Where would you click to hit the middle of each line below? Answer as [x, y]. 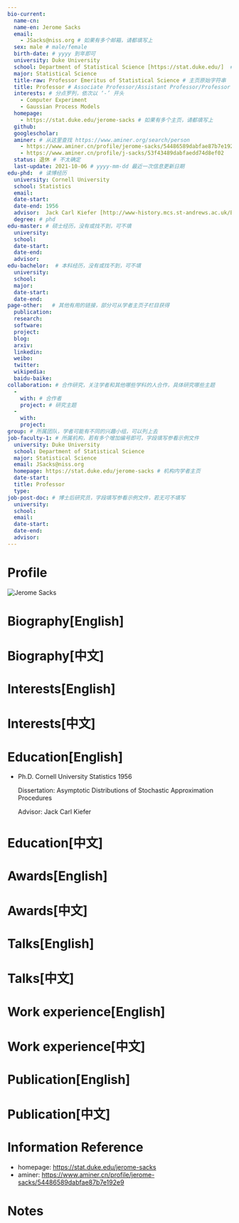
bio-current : [27, 14]
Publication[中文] [59, 1114]
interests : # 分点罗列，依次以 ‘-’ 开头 [69, 93]
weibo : [23, 358]
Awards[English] [58, 876]
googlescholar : [36, 133]
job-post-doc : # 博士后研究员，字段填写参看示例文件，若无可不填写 [96, 497]
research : [28, 319]
